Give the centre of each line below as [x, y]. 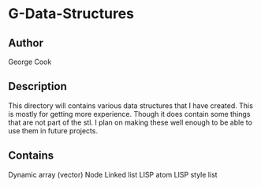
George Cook [30, 62]
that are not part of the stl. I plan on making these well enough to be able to [130, 122]
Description [37, 86]
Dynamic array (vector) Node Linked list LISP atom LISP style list [113, 174]
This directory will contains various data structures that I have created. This [131, 105]
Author [26, 43]
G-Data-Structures [71, 14]
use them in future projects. [53, 130]
